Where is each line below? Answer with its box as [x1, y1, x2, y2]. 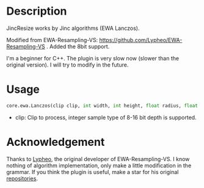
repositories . [6, 175, 38, 182]
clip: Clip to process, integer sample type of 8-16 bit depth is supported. [15, 114, 197, 121]
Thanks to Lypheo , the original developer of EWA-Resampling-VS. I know [6, 155, 190, 162]
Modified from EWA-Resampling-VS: [6, 36, 98, 43]
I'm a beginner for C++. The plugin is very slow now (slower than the [6, 54, 179, 62]
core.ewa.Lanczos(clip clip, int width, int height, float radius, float [6, 103, 199, 109]
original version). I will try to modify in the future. [6, 61, 129, 68]
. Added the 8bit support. [46, 43, 110, 50]
